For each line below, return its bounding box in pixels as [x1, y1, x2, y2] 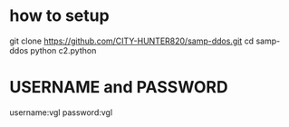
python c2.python [30, 44, 97, 55]
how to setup [9, 5, 111, 26]
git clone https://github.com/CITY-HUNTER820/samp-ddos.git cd [9, 35, 255, 46]
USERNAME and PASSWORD [9, 77, 228, 98]
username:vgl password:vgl [9, 106, 113, 118]
